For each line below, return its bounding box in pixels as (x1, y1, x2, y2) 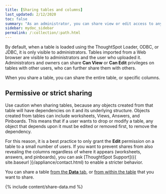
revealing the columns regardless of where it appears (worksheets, (5, 148, 142, 154)
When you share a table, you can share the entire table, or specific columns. (5, 75, 161, 80)
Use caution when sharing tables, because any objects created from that (5, 102, 153, 108)
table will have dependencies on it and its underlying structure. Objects (5, 107, 150, 113)
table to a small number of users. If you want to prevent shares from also (5, 143, 153, 149)
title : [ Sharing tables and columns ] (5, 7, 83, 12)
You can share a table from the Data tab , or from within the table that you (5, 169, 154, 175)
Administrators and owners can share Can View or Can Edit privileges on (5, 60, 155, 65)
